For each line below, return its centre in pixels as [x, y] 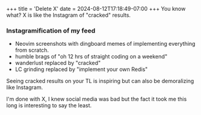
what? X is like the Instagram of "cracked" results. [69, 15]
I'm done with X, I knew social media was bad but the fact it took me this [97, 99]
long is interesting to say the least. [49, 105]
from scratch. [32, 50]
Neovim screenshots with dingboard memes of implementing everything [105, 44]
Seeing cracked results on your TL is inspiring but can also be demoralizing [100, 81]
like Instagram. [25, 87]
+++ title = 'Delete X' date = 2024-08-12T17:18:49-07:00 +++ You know [96, 9]
